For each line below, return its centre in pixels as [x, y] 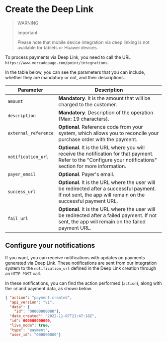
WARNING [28, 23]
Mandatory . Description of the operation [106, 112]
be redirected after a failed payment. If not [108, 215]
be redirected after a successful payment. [107, 188]
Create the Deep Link [49, 9]
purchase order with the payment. [98, 139]
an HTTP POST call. [23, 273]
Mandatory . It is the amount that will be [104, 98]
